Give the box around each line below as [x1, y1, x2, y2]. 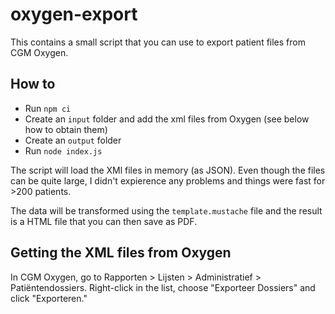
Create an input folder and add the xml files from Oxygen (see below [24, 113, 310, 125]
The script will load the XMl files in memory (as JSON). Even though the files [10, 164, 326, 176]
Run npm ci [24, 102, 72, 114]
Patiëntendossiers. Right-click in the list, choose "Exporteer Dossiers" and [10, 281, 316, 293]
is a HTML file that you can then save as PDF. [10, 215, 198, 227]
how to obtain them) [24, 123, 108, 135]
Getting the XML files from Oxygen [10, 244, 232, 262]
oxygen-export [10, 3, 138, 26]
